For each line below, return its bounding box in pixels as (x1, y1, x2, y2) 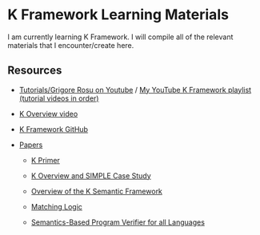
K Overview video (18, 109, 78, 118)
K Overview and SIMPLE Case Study (30, 170, 151, 181)
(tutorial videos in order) (18, 94, 99, 103)
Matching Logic (30, 201, 83, 211)
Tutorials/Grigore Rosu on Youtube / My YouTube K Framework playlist (18, 85, 252, 94)
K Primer (30, 155, 61, 165)
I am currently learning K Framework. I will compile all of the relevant (7, 32, 234, 42)
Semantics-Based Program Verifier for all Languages (30, 217, 206, 227)
